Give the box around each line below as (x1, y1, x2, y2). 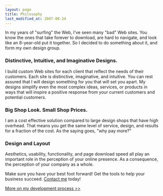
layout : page (5, 7, 32, 12)
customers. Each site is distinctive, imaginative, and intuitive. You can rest (5, 74, 153, 79)
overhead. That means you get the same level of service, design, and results (5, 122, 159, 128)
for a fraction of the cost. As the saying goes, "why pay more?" (5, 128, 131, 134)
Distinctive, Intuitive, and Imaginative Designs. (5, 57, 118, 64)
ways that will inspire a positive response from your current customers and (5, 89, 155, 95)
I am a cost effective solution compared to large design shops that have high (5, 118, 159, 123)
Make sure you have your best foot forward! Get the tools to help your (5, 171, 145, 177)
